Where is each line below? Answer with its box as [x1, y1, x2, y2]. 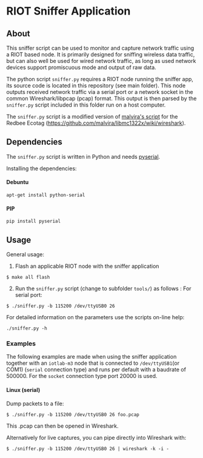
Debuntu [6, 179, 29, 186]
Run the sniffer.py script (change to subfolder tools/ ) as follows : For [15, 285, 192, 292]
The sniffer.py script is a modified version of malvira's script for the [6, 113, 178, 120]
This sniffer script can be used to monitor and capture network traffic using [6, 44, 195, 51]
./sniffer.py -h [6, 325, 47, 331]
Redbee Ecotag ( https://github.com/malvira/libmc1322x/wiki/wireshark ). [6, 119, 186, 127]
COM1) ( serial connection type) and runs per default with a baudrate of [6, 366, 187, 373]
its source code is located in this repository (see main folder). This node [6, 82, 186, 89]
